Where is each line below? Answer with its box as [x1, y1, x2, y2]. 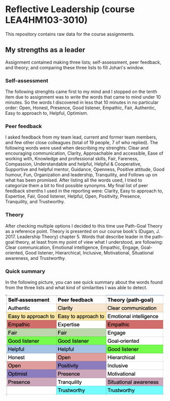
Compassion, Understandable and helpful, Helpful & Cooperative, [5, 161, 142, 167]
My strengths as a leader [5, 46, 86, 54]
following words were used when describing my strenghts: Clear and [5, 145, 149, 151]
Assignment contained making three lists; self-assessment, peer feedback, [5, 59, 161, 65]
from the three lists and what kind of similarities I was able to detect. [5, 284, 148, 290]
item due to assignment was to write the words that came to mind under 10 [5, 94, 161, 100]
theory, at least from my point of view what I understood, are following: [15, 239, 163, 245]
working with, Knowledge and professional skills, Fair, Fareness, [5, 156, 139, 162]
